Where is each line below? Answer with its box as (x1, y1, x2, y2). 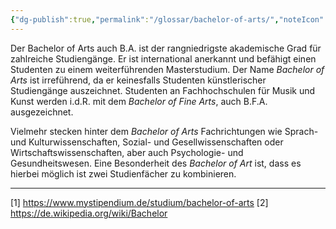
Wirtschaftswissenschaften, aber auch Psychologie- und (10, 146, 244, 158)
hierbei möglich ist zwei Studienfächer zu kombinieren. (10, 167, 237, 180)
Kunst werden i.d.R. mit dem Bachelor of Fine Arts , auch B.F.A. (10, 95, 268, 107)
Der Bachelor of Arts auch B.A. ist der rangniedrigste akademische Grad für (10, 42, 322, 54)
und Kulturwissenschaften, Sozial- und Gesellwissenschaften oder (10, 136, 284, 148)
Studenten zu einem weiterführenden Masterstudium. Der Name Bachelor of (10, 63, 325, 75)
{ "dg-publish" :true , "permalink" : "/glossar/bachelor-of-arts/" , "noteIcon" (10, 14, 325, 25)
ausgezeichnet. (10, 106, 74, 118)
